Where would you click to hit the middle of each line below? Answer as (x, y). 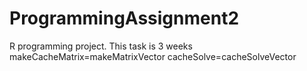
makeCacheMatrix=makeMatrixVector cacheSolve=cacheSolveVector (153, 56)
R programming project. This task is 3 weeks (101, 46)
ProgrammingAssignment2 (124, 18)
